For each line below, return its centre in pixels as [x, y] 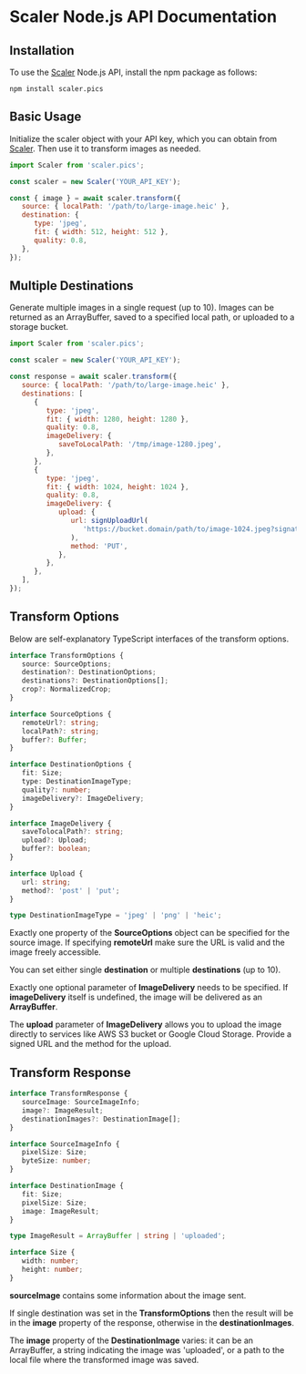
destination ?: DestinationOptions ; [89, 672]
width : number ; [50, 1261]
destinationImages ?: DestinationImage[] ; [101, 1119]
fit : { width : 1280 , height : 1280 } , [117, 419]
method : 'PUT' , [99, 546]
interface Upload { [46, 873]
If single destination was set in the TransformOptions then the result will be [152, 1313]
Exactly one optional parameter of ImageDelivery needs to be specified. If [149, 988]
